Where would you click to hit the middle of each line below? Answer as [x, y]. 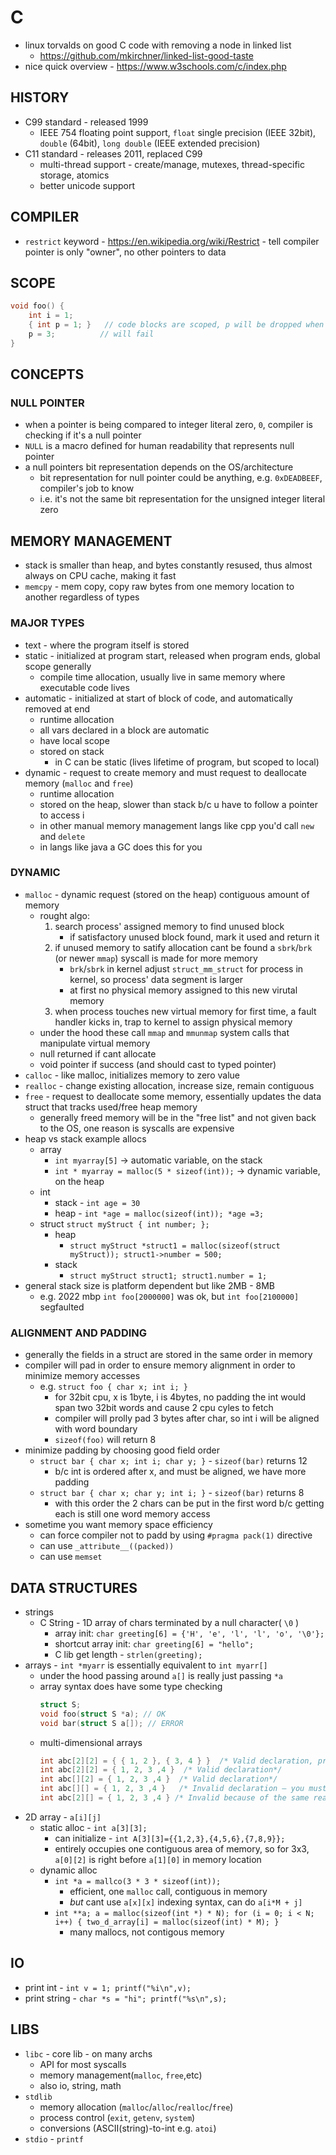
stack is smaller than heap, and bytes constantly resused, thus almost [168, 565]
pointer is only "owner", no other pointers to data [125, 252]
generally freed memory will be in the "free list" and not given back [178, 1117]
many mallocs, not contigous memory [147, 1932]
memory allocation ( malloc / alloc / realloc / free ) [136, 2107]
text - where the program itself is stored [107, 645]
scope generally [58, 666]
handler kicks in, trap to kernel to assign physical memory [173, 1022]
